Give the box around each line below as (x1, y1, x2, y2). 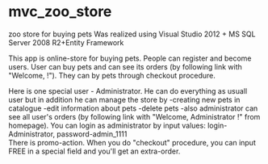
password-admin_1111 (56, 128, 128, 139)
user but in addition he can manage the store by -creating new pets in (8, 95, 241, 104)
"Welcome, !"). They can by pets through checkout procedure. (8, 70, 216, 80)
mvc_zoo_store (8, 2, 112, 21)
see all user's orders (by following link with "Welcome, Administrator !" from (8, 111, 261, 121)
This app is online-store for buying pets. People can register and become (8, 53, 252, 63)
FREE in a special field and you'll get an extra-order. (8, 146, 181, 156)
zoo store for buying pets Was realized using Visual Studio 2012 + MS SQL (8, 29, 256, 39)
